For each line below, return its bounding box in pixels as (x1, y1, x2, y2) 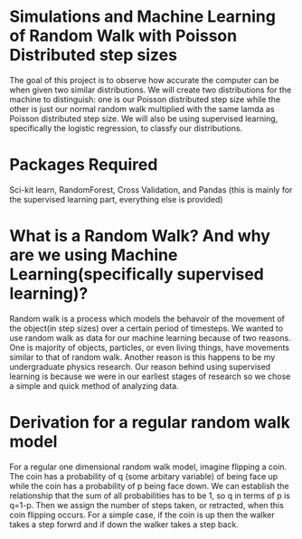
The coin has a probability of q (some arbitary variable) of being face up (9, 470, 278, 481)
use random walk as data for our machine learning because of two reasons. (9, 332, 291, 343)
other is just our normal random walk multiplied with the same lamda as (9, 103, 275, 114)
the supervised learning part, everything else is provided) (9, 194, 223, 204)
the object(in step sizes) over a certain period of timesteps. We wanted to (9, 323, 283, 334)
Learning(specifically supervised (9, 264, 265, 285)
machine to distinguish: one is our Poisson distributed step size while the (9, 93, 281, 105)
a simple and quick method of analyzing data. (9, 380, 179, 391)
